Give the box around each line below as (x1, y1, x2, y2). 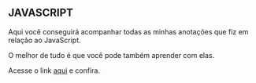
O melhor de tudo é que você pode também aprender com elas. (8, 50, 215, 60)
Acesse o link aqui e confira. (8, 66, 101, 75)
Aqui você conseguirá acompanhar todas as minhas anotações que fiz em (8, 27, 249, 36)
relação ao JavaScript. (8, 35, 81, 45)
